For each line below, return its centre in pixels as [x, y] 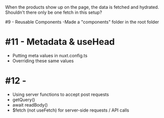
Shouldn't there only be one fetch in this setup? [54, 12]
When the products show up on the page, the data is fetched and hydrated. [82, 7]
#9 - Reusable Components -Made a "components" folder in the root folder [82, 22]
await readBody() [30, 105]
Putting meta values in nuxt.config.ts [50, 55]
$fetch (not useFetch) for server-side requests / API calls [71, 110]
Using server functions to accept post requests [61, 94]
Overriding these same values [43, 61]
